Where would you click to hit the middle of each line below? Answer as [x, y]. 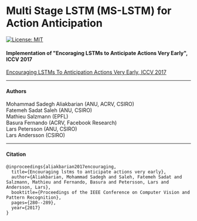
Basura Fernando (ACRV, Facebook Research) [62, 123]
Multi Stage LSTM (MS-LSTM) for [89, 11]
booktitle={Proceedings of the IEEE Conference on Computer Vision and [101, 192]
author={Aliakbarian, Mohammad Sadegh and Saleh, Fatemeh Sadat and [97, 177]
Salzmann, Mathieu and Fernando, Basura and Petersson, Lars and [87, 182]
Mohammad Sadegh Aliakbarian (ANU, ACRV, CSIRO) [70, 104]
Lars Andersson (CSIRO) [36, 135]
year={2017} [26, 208]
